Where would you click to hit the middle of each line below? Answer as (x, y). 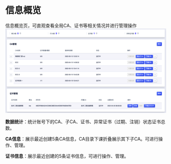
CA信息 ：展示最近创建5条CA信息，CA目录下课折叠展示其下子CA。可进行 (82, 139)
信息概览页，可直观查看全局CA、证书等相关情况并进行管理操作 (71, 25)
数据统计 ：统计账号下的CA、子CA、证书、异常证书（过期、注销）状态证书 (83, 121)
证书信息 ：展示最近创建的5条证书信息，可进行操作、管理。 (67, 156)
